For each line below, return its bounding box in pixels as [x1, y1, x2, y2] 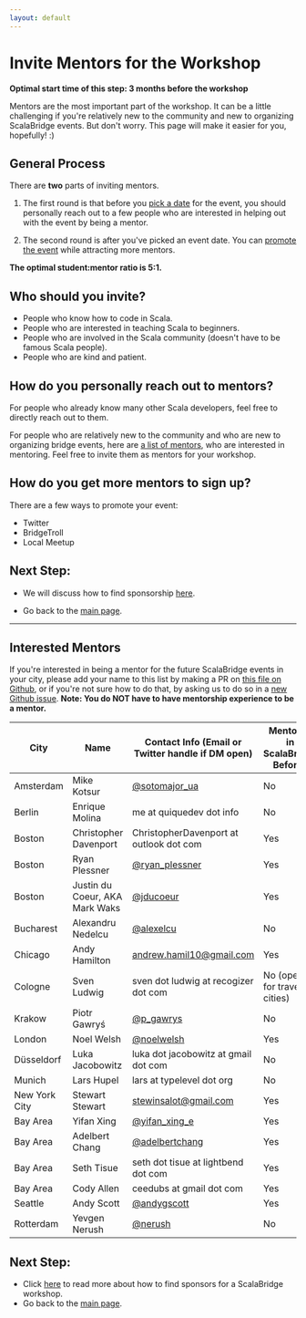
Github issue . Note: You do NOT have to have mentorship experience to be [9, 693, 294, 704]
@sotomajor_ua [131, 780, 199, 793]
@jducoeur [131, 890, 179, 903]
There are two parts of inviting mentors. [9, 180, 159, 192]
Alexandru [72, 917, 117, 929]
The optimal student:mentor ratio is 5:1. [9, 262, 162, 274]
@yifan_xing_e [131, 1115, 194, 1127]
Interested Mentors [9, 640, 121, 656]
